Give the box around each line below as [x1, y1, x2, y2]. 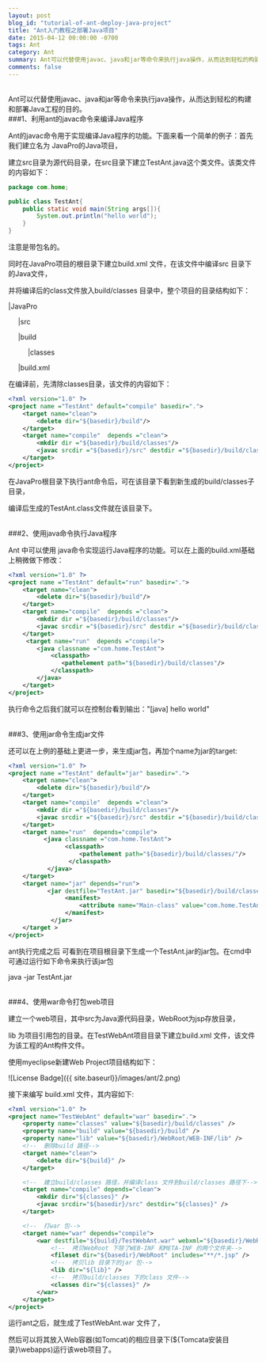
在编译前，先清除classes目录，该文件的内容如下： [8, 379, 172, 389]
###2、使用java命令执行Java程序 [8, 528, 117, 538]
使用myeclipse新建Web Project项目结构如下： [8, 1057, 158, 1067]
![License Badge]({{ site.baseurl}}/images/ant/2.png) [8, 1073, 180, 1083]
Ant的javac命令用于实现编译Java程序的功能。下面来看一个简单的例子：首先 [8, 131, 253, 140]
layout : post [8, 11, 51, 20]
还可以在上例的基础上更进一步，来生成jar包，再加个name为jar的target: [8, 745, 237, 756]
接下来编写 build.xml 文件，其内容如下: [8, 1089, 135, 1098]
